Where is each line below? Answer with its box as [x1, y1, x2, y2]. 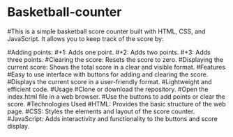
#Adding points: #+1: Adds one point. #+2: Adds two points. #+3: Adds [7, 48, 211, 56]
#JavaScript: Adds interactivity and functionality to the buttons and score [7, 114, 218, 122]
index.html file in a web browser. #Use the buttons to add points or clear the [7, 92, 225, 101]
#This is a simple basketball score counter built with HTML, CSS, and [7, 27, 206, 35]
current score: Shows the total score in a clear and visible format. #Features [7, 63, 225, 71]
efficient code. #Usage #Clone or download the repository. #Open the [7, 85, 209, 93]
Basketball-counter [7, 4, 122, 20]
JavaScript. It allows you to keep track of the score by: [7, 34, 164, 42]
